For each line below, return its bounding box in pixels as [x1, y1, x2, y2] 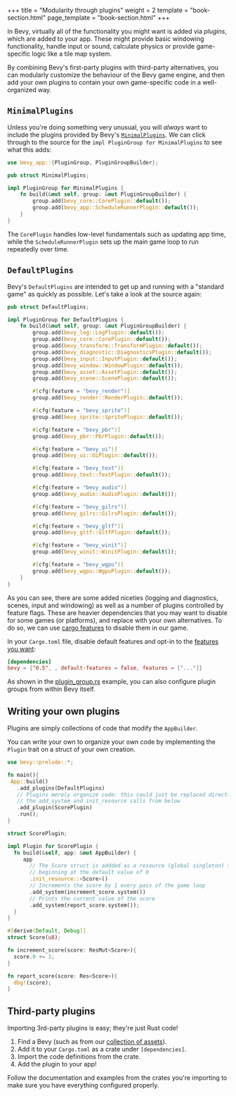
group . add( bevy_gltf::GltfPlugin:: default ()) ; [32, 529, 171, 536]
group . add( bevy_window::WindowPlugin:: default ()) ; [32, 362, 184, 369]
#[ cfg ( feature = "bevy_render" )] [32, 387, 131, 395]
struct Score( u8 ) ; [7, 934, 61, 941]
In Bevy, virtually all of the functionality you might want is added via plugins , [7, 27, 227, 35]
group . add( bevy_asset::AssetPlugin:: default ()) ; [32, 368, 178, 375]
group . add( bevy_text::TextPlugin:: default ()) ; [32, 471, 171, 478]
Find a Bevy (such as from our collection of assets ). [17, 1038, 167, 1046]
